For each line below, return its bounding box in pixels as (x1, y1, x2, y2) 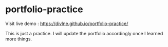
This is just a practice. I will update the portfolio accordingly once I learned (5, 30, 163, 36)
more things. (5, 36, 32, 42)
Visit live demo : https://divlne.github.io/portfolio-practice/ (5, 20, 128, 27)
